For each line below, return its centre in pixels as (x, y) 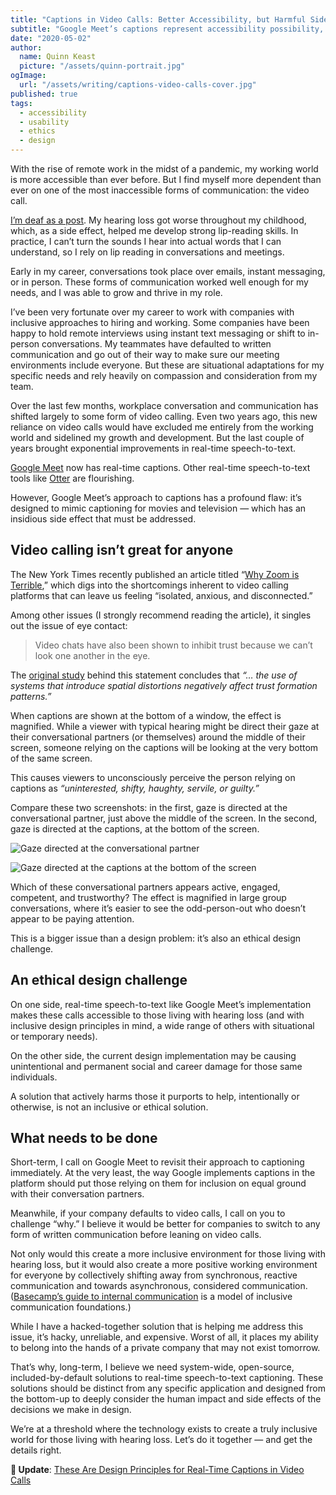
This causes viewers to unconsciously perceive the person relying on (153, 777)
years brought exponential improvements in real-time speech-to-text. (153, 448)
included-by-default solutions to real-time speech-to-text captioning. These (167, 1378)
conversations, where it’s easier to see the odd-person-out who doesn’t (158, 908)
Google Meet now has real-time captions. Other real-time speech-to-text (160, 467)
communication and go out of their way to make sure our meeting (145, 354)
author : (26, 47)
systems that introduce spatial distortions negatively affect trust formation (164, 685)
